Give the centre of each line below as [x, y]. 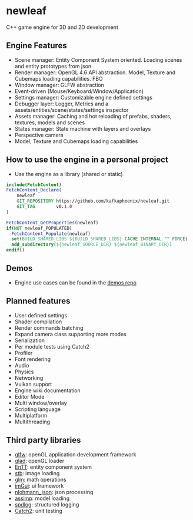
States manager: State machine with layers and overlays [83, 128]
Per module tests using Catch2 [52, 346]
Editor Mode [29, 396]
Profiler [24, 353]
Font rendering [33, 359]
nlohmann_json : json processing [54, 492]
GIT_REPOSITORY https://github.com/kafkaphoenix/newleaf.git [93, 201]
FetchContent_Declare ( [34, 190]
